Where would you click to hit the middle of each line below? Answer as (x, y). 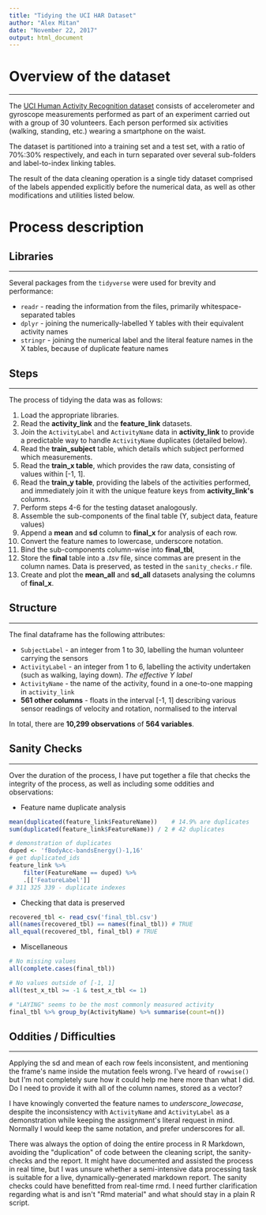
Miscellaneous (44, 947)
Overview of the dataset (90, 77)
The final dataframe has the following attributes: (87, 634)
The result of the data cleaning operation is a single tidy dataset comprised (131, 179)
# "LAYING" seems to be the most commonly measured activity (112, 1005)
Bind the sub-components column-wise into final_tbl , (107, 549)
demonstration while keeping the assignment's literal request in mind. (122, 1120)
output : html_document (46, 38)
